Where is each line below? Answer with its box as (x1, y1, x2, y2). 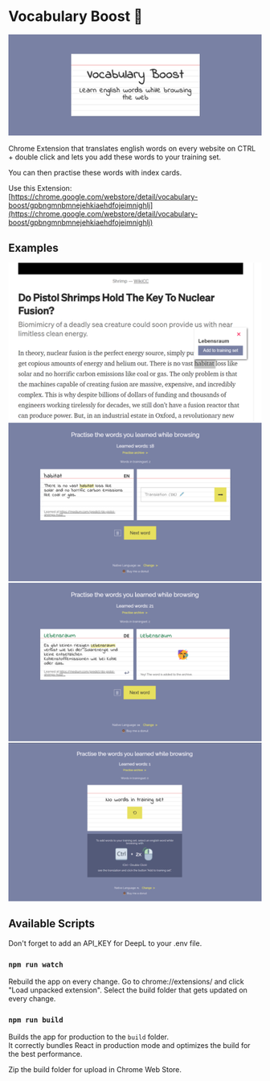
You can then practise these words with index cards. (8, 168, 182, 178)
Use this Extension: (8, 184, 72, 193)
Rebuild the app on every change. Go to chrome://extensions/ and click (8, 977, 245, 987)
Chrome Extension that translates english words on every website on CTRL (8, 144, 256, 154)
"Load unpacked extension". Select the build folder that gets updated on (8, 985, 247, 995)
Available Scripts (8, 917, 95, 930)
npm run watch (8, 959, 63, 969)
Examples (8, 241, 59, 254)
